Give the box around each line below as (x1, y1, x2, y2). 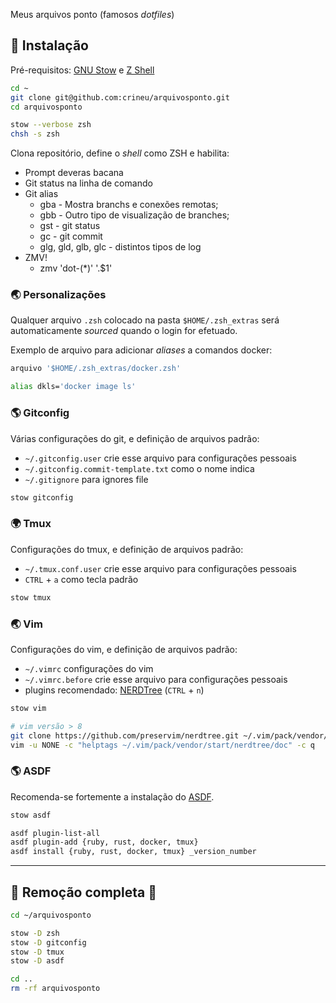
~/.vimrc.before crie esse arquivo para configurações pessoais (24, 673, 288, 685)
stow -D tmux (10, 947, 65, 957)
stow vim (10, 703, 47, 713)
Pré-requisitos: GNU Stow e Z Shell (10, 64, 155, 76)
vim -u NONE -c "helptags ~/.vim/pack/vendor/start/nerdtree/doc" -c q (10, 740, 315, 750)
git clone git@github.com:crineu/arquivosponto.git (10, 92, 230, 103)
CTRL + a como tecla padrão (24, 573, 139, 585)
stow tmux (10, 592, 52, 603)
